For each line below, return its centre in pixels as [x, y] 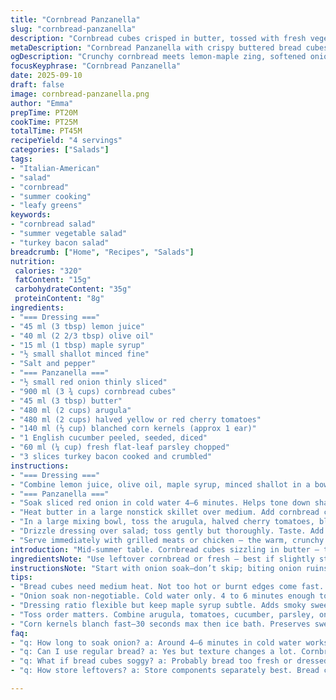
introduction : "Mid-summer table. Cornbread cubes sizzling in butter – [165, 549]
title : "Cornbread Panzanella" [75, 19]
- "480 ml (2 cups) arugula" [71, 410]
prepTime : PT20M [44, 112]
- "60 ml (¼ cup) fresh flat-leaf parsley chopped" [120, 447]
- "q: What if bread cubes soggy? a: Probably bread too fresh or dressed [169, 661]
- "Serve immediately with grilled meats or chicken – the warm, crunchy [167, 540]
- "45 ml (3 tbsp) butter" [66, 401]
